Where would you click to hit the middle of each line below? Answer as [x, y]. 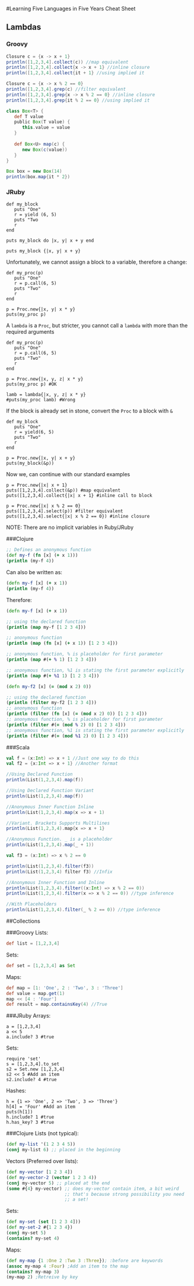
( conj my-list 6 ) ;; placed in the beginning [63, 1150]
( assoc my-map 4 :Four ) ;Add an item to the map [67, 1266]
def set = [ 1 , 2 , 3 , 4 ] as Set [41, 965]
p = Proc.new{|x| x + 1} [37, 485]
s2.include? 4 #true [32, 1080]
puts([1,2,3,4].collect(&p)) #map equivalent [63, 490]
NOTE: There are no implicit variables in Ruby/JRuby [70, 527]
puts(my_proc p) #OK [32, 384]
